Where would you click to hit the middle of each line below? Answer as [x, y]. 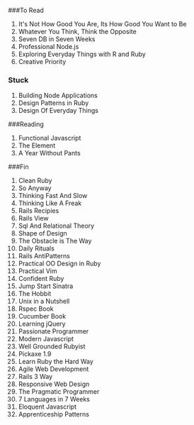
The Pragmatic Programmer [59, 392]
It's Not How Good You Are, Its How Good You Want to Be [102, 24]
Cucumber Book [42, 316]
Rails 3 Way [35, 377]
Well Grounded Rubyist [52, 346]
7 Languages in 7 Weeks [54, 399]
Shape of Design [43, 233]
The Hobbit [35, 294]
